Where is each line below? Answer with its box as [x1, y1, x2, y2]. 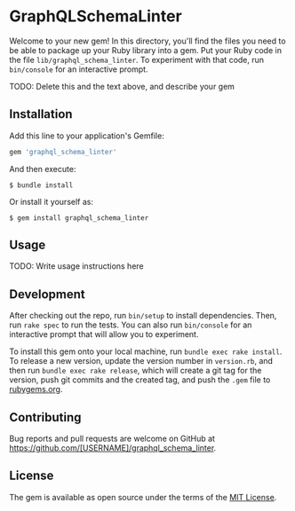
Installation [9, 106, 73, 122]
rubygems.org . [9, 384, 63, 395]
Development [9, 287, 86, 302]
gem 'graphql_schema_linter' [9, 147, 117, 156]
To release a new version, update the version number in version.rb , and [9, 356, 274, 366]
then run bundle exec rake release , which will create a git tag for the [9, 366, 262, 376]
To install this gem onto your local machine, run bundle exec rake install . [9, 346, 283, 357]
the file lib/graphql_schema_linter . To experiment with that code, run [9, 54, 265, 65]
